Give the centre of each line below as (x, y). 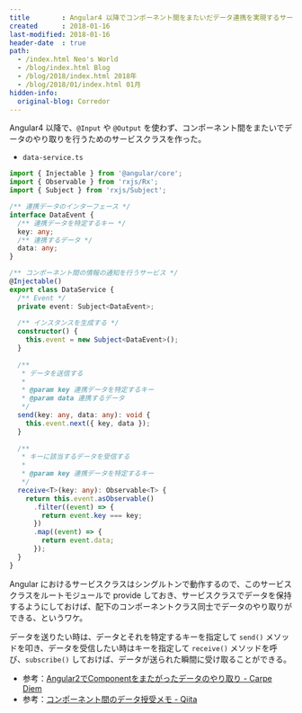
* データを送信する (52, 373)
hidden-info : (34, 93)
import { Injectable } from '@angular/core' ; (96, 174)
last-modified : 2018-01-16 (60, 34)
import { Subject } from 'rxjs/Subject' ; (88, 191)
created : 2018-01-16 (60, 26)
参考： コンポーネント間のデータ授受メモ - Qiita (110, 699)
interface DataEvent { (52, 215)
